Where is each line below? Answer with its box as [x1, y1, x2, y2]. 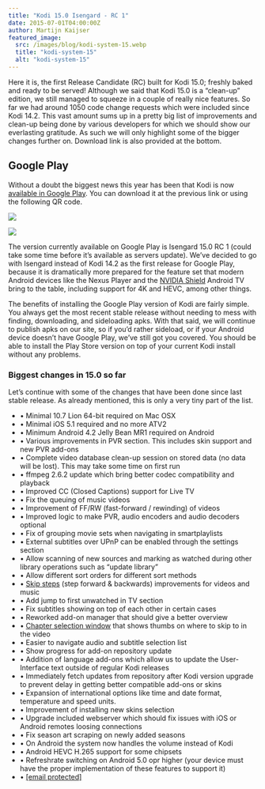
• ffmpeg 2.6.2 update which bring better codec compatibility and [19, 470, 235, 479]
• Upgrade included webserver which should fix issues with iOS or [19, 713, 237, 723]
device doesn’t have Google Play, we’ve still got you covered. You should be [8, 333, 256, 342]
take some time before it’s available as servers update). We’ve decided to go [8, 250, 257, 259]
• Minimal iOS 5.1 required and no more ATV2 [19, 419, 168, 428]
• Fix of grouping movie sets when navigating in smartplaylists [19, 528, 223, 538]
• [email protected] [19, 772, 82, 781]
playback [19, 478, 50, 487]
